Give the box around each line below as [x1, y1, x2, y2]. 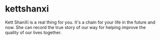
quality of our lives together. [5, 29, 62, 35]
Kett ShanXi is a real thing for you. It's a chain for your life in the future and [5, 19, 156, 25]
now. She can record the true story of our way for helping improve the [5, 24, 146, 30]
